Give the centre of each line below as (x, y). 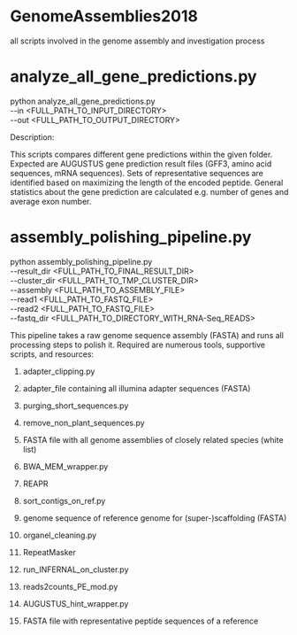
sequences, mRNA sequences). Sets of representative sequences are (137, 173)
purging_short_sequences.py (76, 406)
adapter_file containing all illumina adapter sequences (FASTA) (137, 388)
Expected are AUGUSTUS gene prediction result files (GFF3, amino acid (141, 163)
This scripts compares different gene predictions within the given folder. (141, 154)
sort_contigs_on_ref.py (64, 500)
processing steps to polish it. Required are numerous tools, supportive (138, 345)
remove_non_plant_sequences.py (84, 422)
